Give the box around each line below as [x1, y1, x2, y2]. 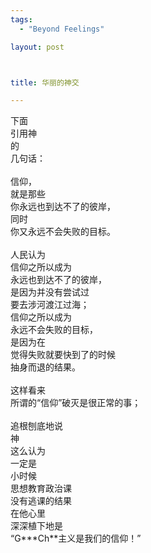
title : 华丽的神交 [10, 77, 80, 88]
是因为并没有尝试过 [10, 286, 90, 298]
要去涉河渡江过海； [10, 299, 90, 311]
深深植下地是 [10, 520, 63, 532]
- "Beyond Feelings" [19, 24, 105, 34]
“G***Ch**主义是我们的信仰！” [10, 532, 142, 545]
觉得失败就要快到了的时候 [10, 349, 116, 361]
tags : [10, 14, 33, 25]
